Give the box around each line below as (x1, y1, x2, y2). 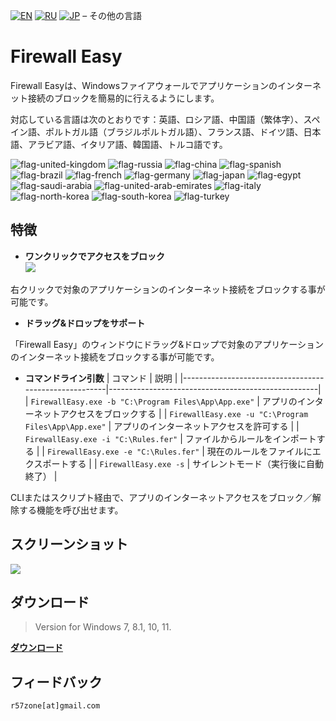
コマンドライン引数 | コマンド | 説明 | (24, 372, 178, 384)
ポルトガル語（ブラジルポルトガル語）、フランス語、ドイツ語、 (44, 125, 304, 138)
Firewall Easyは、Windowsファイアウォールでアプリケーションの (10, 79, 278, 91)
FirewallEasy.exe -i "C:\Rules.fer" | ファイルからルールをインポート (24, 432, 317, 444)
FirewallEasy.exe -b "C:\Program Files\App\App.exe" (30, 397, 255, 407)
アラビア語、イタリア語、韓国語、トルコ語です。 (27, 138, 228, 150)
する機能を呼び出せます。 (18, 504, 124, 516)
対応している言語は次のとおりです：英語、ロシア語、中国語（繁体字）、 (10, 113, 304, 125)
